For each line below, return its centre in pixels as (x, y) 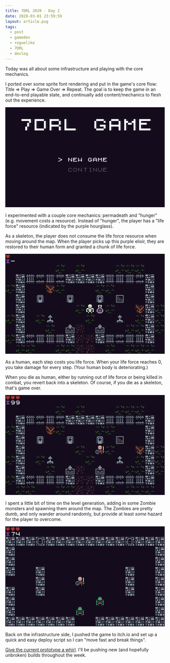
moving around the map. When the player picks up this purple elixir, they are (85, 241)
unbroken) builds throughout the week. (46, 655)
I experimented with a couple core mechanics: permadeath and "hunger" (81, 215)
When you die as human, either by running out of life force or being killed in (84, 377)
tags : (11, 27)
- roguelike (23, 43)
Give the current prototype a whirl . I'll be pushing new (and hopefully (77, 649)
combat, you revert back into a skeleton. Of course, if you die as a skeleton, (84, 382)
